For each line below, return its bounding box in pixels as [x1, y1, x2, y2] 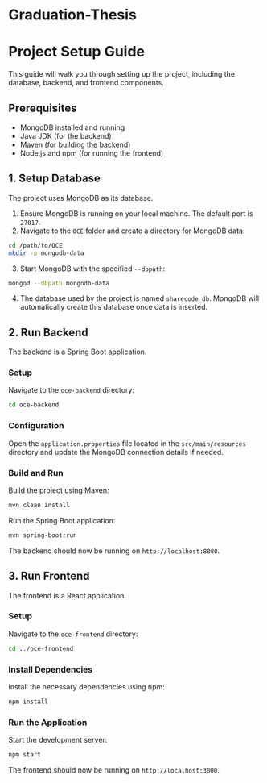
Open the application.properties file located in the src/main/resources [8, 438, 247, 448]
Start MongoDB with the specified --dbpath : [19, 264, 166, 273]
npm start [8, 751, 42, 759]
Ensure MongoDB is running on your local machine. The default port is [19, 208, 253, 219]
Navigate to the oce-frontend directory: [8, 629, 138, 639]
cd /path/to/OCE [8, 241, 63, 249]
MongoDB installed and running [19, 123, 125, 132]
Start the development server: [8, 735, 108, 745]
